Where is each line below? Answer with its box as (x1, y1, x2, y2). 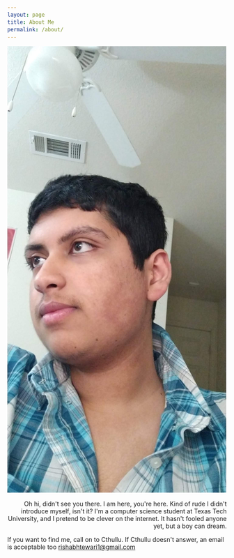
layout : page (7, 11, 45, 18)
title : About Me (7, 18, 54, 26)
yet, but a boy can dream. (153, 522, 227, 530)
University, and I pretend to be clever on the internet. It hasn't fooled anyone (8, 515, 227, 523)
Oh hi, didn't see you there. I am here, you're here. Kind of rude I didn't (24, 499, 227, 508)
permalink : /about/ (7, 26, 64, 33)
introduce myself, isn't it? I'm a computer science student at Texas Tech (20, 507, 227, 515)
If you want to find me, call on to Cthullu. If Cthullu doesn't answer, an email (7, 536, 224, 544)
